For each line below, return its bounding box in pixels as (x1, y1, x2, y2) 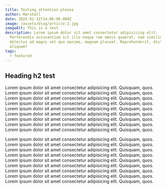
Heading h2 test (5, 71, 55, 80)
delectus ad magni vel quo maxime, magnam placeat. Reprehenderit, (9, 40, 152, 45)
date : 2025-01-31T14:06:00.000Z (5, 16, 72, 21)
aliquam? (9, 44, 28, 49)
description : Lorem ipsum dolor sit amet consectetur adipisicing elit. (5, 30, 158, 35)
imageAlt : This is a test (5, 26, 58, 31)
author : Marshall (5, 12, 41, 17)
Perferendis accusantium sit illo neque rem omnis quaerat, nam (9, 35, 145, 40)
